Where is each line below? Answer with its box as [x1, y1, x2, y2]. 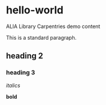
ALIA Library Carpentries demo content [6, 23, 101, 30]
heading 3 [6, 68, 36, 76]
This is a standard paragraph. [6, 34, 77, 41]
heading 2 [6, 51, 44, 61]
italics [6, 82, 20, 89]
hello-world [6, 3, 64, 17]
